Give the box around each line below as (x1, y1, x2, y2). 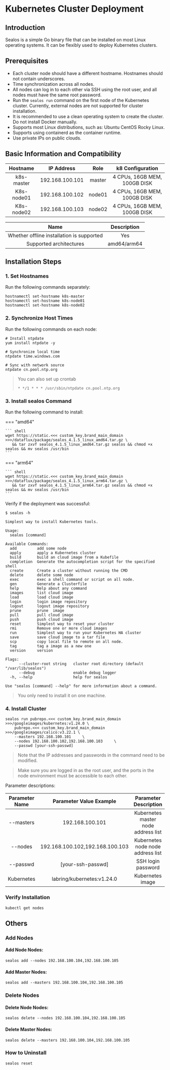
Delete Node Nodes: (5, 1004, 49, 1010)
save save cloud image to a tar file (10, 635, 105, 640)
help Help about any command (10, 585, 87, 591)
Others (5, 919, 28, 927)
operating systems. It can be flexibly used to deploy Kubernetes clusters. (5, 42, 158, 48)
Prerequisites (5, 57, 49, 65)
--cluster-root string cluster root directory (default (18, 661, 144, 666)
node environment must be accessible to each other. (17, 773, 127, 779)
